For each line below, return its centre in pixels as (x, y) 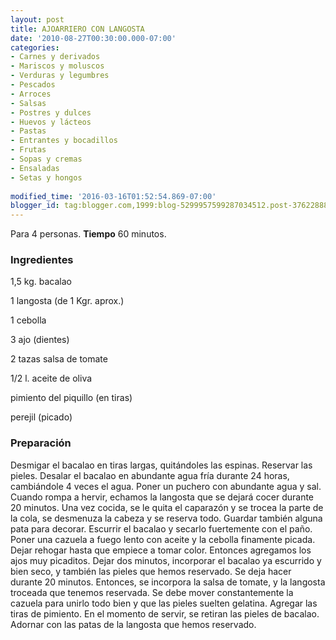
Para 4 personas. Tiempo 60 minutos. (88, 234)
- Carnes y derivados (55, 57)
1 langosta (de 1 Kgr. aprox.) (67, 301)
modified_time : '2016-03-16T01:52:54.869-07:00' (113, 196)
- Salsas (28, 103)
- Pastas (28, 131)
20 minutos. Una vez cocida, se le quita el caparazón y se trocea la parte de (167, 507)
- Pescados (33, 85)
